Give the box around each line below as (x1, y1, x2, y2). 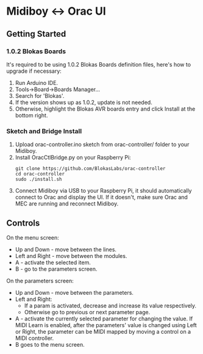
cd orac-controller (15, 171, 65, 177)
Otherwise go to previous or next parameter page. (24, 308, 151, 315)
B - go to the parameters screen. (15, 265, 98, 273)
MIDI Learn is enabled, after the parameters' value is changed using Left (15, 321, 197, 328)
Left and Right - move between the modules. (15, 252, 127, 259)
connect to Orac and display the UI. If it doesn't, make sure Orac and (15, 194, 188, 201)
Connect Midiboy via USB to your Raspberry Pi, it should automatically (15, 187, 192, 194)
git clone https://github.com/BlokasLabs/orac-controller (15, 166, 166, 172)
